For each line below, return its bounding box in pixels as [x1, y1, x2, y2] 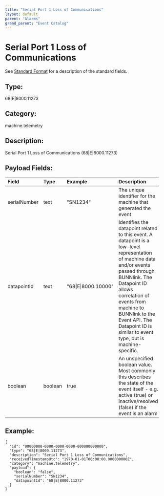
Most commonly [118, 367, 156, 374]
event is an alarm [118, 410, 158, 417]
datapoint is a [118, 237, 150, 244]
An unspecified [118, 355, 153, 362]
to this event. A [118, 231, 153, 238]
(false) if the [118, 404, 146, 411]
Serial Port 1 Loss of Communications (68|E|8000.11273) [5, 150, 118, 155]
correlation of [118, 292, 150, 299]
